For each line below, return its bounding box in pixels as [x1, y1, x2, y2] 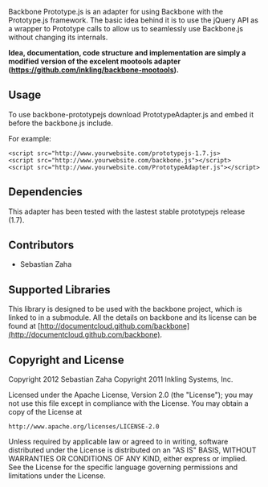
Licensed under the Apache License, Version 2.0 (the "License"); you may [8, 390, 254, 400]
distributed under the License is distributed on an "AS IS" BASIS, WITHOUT [8, 445, 257, 455]
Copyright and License [8, 353, 124, 366]
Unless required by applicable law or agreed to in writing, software [8, 437, 229, 447]
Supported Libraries [8, 283, 111, 297]
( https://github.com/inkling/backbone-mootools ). [8, 65, 179, 75]
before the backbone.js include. [8, 118, 114, 128]
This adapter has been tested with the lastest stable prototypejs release [8, 207, 246, 216]
